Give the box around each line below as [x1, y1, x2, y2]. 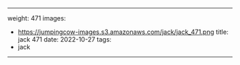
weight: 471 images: [7, 14, 66, 22]
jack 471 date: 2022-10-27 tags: [17, 35, 112, 43]
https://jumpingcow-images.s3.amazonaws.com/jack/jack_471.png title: [17, 28, 229, 36]
